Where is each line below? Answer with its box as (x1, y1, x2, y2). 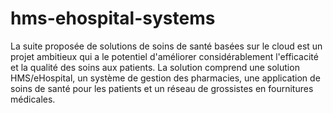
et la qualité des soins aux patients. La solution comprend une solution (10, 61, 300, 73)
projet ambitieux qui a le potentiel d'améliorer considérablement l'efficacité (10, 50, 319, 62)
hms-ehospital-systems (10, 7, 216, 30)
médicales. (10, 93, 56, 105)
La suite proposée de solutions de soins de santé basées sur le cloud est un (10, 40, 323, 52)
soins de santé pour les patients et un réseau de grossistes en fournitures (10, 82, 314, 94)
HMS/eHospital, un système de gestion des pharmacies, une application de (10, 72, 321, 84)
